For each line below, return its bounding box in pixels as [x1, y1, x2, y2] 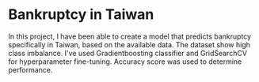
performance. [8, 65, 53, 74]
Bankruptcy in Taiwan [8, 6, 154, 24]
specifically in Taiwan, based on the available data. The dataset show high [8, 39, 251, 49]
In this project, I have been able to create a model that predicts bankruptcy [8, 32, 252, 41]
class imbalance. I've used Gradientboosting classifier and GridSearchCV [8, 48, 248, 58]
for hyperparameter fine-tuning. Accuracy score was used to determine [8, 57, 242, 66]
